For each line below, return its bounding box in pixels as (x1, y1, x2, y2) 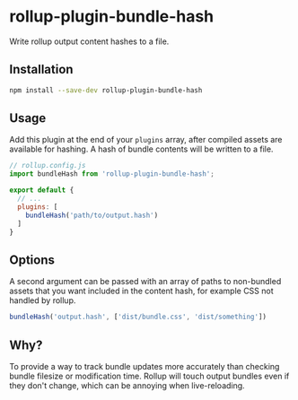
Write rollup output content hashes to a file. (9, 36, 170, 47)
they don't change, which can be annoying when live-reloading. (9, 379, 245, 391)
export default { (9, 186, 74, 195)
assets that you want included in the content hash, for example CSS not (9, 285, 274, 297)
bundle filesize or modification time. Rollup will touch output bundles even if (9, 370, 290, 381)
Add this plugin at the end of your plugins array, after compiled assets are (9, 135, 283, 145)
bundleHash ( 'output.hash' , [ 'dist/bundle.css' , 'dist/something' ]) (9, 312, 267, 322)
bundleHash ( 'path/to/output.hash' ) (25, 211, 159, 220)
